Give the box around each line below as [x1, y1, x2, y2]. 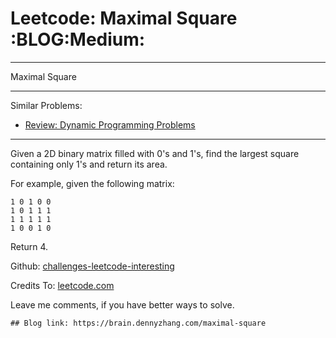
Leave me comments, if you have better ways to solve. [10, 298, 235, 311]
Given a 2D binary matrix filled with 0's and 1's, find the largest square [10, 147, 300, 159]
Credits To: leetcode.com [10, 279, 115, 291]
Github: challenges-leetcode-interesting [10, 260, 175, 272]
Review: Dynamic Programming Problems [24, 118, 196, 131]
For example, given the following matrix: [10, 177, 175, 189]
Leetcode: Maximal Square [10, 7, 238, 30]
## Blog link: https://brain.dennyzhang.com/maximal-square [10, 318, 267, 328]
